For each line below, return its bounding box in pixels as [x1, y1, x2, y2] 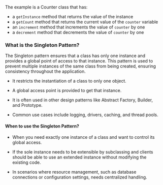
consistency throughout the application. [5, 68, 86, 74]
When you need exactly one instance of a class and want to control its [12, 134, 155, 140]
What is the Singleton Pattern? [5, 41, 80, 48]
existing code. [12, 159, 41, 165]
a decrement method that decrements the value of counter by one [12, 30, 144, 35]
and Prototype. [12, 102, 43, 108]
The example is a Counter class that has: [5, 4, 88, 10]
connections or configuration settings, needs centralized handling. [12, 174, 147, 180]
